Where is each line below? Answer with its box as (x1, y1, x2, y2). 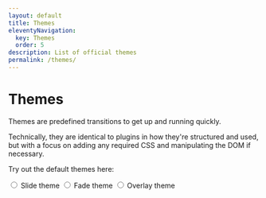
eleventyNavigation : (8, 26, 77, 34)
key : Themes (15, 33, 56, 42)
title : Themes (8, 19, 56, 27)
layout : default (8, 11, 62, 20)
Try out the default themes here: (8, 164, 115, 173)
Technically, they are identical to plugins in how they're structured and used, (8, 132, 259, 142)
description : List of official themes (8, 49, 137, 56)
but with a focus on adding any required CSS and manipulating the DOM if (8, 140, 251, 149)
